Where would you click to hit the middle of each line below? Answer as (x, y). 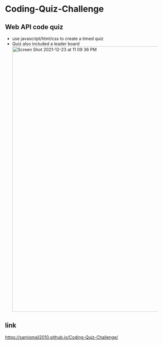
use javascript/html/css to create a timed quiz (58, 38)
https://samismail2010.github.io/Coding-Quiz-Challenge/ (62, 337)
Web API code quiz (34, 27)
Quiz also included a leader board (46, 44)
